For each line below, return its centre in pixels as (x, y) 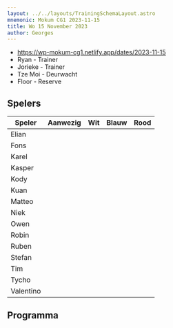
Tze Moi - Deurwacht (47, 74)
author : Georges (30, 33)
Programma (33, 315)
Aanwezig (64, 123)
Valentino (26, 291)
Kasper (22, 168)
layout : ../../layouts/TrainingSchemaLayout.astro (81, 13)
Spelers (24, 103)
